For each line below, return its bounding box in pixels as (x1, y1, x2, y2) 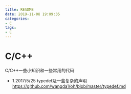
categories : (5, 16, 29, 21)
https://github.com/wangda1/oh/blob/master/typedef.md (12, 83, 126, 89)
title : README (5, 7, 34, 12)
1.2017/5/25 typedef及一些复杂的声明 (12, 77, 87, 83)
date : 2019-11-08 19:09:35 (5, 12, 60, 17)
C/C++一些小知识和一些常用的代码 (5, 67, 75, 73)
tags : (5, 25, 16, 30)
